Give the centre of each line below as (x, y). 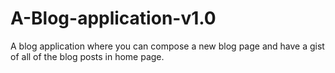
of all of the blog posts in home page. (87, 56)
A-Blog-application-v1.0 (113, 18)
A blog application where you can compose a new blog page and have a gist (167, 46)
